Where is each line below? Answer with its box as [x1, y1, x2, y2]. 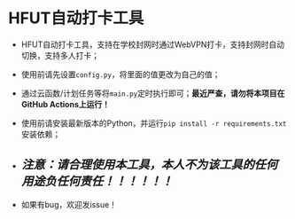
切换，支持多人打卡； [20, 50, 99, 60]
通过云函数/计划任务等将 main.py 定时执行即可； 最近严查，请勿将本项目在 [20, 88, 285, 98]
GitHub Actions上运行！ [20, 98, 111, 109]
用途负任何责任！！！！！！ [20, 174, 174, 189]
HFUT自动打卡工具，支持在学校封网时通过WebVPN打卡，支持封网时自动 [20, 39, 285, 50]
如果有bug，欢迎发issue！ [20, 199, 117, 209]
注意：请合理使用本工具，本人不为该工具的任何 [20, 157, 278, 173]
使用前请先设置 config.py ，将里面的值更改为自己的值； [20, 68, 221, 80]
